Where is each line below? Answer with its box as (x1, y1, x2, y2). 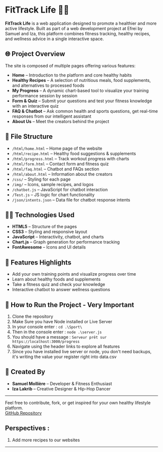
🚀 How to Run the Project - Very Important (5, 300, 134, 309)
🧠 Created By (5, 368, 45, 376)
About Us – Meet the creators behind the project (12, 118, 110, 124)
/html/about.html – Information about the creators (12, 171, 113, 177)
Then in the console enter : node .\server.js (12, 329, 102, 335)
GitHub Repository (5, 410, 42, 416)
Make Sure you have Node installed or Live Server (12, 319, 113, 324)
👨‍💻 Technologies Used (5, 211, 75, 219)
